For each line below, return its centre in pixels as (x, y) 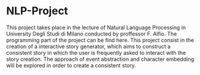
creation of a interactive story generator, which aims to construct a (88, 46)
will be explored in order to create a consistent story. (71, 65)
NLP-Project (37, 11)
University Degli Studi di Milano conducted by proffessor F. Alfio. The (92, 33)
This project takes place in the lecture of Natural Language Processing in (96, 27)
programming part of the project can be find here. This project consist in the (100, 40)
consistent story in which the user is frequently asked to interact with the (96, 52)
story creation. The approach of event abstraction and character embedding (100, 59)
